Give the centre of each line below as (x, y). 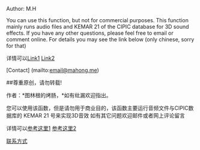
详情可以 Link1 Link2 (31, 58)
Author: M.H (21, 9)
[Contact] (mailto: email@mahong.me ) (53, 70)
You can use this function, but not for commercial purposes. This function (98, 20)
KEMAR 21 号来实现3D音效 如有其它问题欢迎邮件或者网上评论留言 (104, 115)
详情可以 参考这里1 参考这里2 (41, 128)
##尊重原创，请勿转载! (34, 82)
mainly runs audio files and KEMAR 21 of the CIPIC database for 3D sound (98, 27)
